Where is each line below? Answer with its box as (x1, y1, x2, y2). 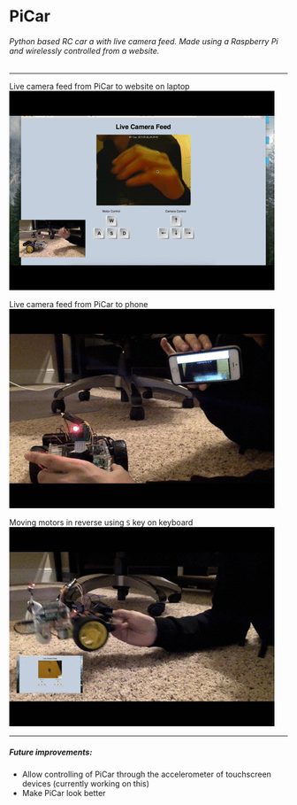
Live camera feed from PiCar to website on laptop (9, 81, 190, 92)
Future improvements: (9, 747, 93, 757)
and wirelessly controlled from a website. (9, 45, 160, 56)
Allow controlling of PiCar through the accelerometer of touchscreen (21, 769, 272, 780)
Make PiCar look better (21, 788, 106, 799)
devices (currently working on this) (21, 778, 150, 789)
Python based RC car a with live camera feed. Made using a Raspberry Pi (9, 35, 278, 46)
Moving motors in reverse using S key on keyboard (9, 517, 194, 528)
